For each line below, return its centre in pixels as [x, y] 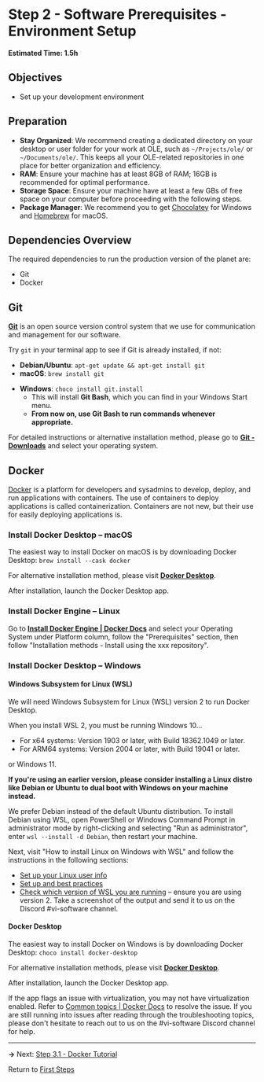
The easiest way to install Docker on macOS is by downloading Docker [123, 552]
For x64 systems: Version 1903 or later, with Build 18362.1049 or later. [132, 740]
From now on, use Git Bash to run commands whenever [123, 414]
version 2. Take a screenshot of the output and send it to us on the [127, 900]
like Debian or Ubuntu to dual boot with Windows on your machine [118, 787]
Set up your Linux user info [63, 875]
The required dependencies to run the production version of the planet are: [130, 259]
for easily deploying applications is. [66, 514]
